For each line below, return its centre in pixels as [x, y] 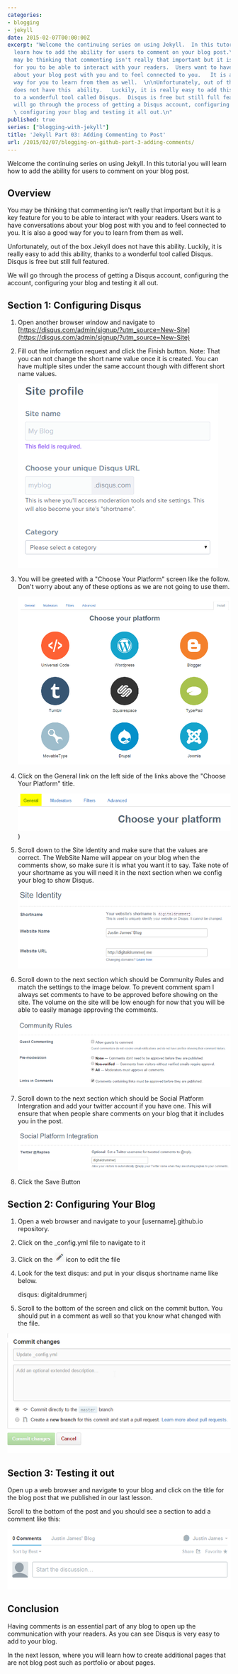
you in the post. [40, 1120]
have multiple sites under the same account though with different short [121, 366]
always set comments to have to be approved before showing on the [118, 995]
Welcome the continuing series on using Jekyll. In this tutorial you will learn [117, 163]
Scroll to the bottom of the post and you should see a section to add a [109, 1511]
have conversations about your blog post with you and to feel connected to [117, 225]
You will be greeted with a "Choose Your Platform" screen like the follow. [124, 579]
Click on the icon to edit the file [69, 1260]
